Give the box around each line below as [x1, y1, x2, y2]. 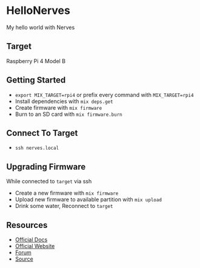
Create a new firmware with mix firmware [15, 189, 119, 197]
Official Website [15, 243, 55, 249]
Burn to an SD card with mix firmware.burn [15, 110, 122, 118]
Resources [6, 219, 48, 230]
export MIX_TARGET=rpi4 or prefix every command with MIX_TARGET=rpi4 [15, 91, 194, 98]
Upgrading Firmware [6, 161, 86, 172]
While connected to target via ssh [6, 178, 92, 185]
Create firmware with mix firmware [15, 104, 102, 111]
